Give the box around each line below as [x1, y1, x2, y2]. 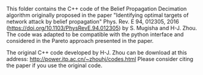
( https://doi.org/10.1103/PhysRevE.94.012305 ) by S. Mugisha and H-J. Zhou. [6, 24, 197, 31]
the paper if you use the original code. [6, 62, 103, 69]
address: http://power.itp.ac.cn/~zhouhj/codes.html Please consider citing [6, 56, 194, 62]
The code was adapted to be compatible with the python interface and [6, 31, 184, 38]
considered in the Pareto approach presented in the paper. [6, 37, 154, 44]
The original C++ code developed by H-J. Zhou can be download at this [6, 49, 188, 56]
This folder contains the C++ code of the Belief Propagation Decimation [6, 5, 187, 12]
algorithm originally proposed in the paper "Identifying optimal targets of [6, 11, 189, 19]
